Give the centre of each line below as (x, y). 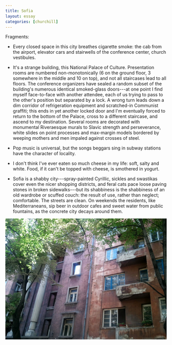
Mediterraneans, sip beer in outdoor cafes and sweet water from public (88, 206)
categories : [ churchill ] (32, 21)
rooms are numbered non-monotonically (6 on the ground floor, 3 (82, 73)
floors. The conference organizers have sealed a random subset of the (87, 84)
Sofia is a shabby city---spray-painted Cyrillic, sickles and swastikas (85, 179)
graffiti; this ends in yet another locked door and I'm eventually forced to (89, 111)
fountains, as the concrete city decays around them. (68, 211)
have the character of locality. (44, 154)
